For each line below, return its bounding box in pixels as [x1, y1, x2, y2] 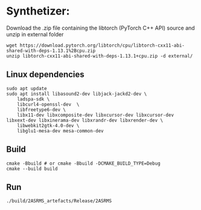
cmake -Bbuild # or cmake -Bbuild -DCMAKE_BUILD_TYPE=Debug [6, 160, 161, 166]
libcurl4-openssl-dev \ [17, 101, 80, 107]
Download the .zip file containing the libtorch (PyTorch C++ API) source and [6, 24, 195, 31]
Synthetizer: [6, 4, 70, 18]
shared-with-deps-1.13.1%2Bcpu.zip [6, 47, 96, 54]
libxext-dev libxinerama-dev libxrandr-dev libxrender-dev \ [6, 117, 164, 123]
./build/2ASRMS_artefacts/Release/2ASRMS [6, 198, 112, 204]
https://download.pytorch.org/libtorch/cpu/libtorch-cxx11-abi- [19, 42, 185, 48]
